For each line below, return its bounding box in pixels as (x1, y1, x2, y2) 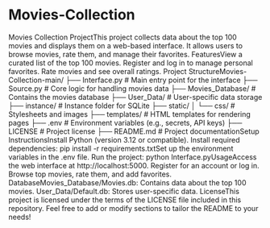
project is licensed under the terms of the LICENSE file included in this (8, 195, 242, 205)
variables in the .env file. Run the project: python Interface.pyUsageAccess (8, 151, 257, 162)
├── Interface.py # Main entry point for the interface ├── (65, 75, 258, 85)
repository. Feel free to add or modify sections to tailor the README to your (8, 203, 259, 213)
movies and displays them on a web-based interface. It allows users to (8, 40, 243, 50)
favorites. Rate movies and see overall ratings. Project (8, 66, 187, 76)
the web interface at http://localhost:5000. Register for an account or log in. (8, 160, 260, 170)
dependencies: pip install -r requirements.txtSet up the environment (8, 143, 234, 153)
